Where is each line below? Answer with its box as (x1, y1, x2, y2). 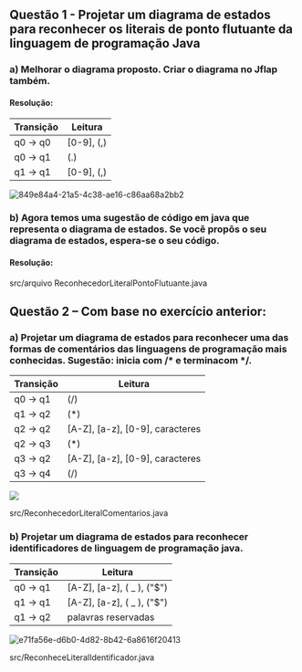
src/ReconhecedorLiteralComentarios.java (9, 508, 169, 519)
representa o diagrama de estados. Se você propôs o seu (9, 223, 267, 236)
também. (9, 75, 50, 88)
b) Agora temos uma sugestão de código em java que (9, 212, 250, 225)
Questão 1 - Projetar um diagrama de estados (9, 7, 271, 23)
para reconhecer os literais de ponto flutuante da (9, 22, 294, 37)
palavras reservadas (67, 611, 155, 624)
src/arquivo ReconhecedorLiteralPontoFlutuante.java (9, 278, 208, 289)
